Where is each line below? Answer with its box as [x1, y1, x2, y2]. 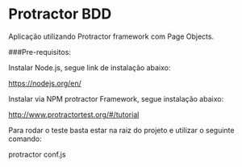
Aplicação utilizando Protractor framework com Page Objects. [8, 31, 215, 41]
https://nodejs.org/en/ [8, 78, 82, 88]
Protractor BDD [8, 5, 112, 23]
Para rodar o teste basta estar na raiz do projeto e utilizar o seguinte [8, 125, 235, 135]
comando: [8, 134, 42, 144]
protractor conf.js [8, 149, 66, 159]
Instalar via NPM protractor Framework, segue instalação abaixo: [8, 94, 224, 103]
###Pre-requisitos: [8, 47, 71, 56]
